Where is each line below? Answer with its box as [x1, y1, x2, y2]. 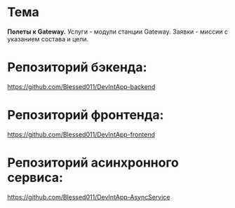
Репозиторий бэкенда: [7, 60, 147, 76]
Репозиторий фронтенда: [7, 107, 164, 123]
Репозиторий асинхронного [7, 155, 179, 170]
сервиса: [7, 169, 63, 186]
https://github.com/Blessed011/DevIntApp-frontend [7, 130, 156, 139]
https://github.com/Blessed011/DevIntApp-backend [7, 82, 156, 91]
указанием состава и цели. [7, 34, 89, 43]
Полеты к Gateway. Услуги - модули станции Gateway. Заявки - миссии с [7, 27, 228, 36]
